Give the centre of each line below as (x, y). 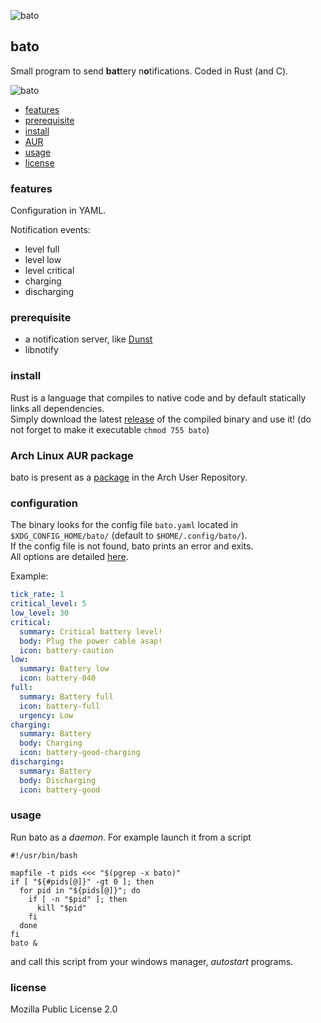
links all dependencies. (57, 408)
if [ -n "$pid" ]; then (78, 899)
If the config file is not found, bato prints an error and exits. (132, 546)
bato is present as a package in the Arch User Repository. (129, 477)
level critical (49, 271)
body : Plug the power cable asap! (91, 641)
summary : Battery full (66, 696)
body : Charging (51, 743)
